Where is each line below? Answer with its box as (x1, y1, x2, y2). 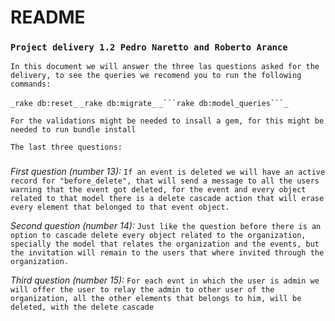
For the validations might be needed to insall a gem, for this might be (10, 116, 325, 126)
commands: (10, 79, 52, 90)
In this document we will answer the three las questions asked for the (10, 62, 320, 72)
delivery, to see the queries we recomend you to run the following (10, 71, 302, 81)
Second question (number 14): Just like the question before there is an (10, 220, 322, 232)
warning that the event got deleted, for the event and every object (10, 185, 307, 195)
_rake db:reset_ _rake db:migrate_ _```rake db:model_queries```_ (10, 99, 289, 109)
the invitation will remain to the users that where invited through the (10, 248, 325, 258)
